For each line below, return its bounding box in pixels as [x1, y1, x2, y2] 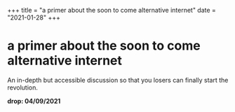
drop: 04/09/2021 [7, 97, 61, 105]
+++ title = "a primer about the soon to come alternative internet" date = [7, 6, 216, 14]
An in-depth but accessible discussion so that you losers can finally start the [7, 76, 229, 84]
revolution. [7, 83, 39, 92]
